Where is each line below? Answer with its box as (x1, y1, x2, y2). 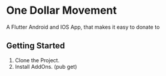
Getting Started (6, 41, 65, 51)
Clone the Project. (14, 56, 60, 63)
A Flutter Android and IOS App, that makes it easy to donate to (6, 23, 160, 31)
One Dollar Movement (6, 4, 117, 17)
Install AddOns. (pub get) (14, 63, 77, 70)
